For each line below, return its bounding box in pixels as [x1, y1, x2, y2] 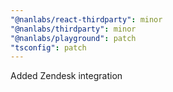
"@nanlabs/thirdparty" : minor [10, 24, 137, 34]
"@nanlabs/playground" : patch [10, 33, 137, 43]
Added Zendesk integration [10, 70, 123, 82]
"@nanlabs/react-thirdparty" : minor [10, 14, 163, 25]
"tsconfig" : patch [10, 42, 87, 53]
